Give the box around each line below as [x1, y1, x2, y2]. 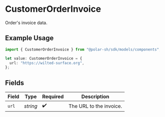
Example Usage [5, 34, 54, 42]
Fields [5, 79, 25, 87]
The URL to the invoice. [68, 102, 122, 109]
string [24, 102, 38, 109]
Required [42, 93, 64, 100]
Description [81, 93, 110, 100]
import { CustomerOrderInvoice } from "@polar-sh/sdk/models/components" [5, 47, 160, 52]
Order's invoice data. [5, 20, 48, 26]
